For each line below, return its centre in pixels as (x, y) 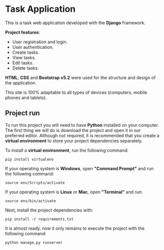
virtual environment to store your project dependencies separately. (74, 141)
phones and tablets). (26, 98)
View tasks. (24, 57)
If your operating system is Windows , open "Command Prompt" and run (79, 168)
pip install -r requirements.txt (39, 219)
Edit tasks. (23, 63)
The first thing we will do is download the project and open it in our (73, 130)
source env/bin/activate (31, 201)
